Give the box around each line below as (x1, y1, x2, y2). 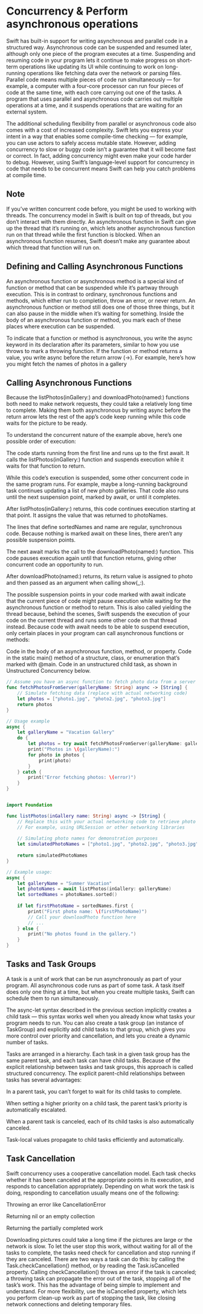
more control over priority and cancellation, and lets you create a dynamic (6, 1032, 190, 1039)
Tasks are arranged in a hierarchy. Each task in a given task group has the (6, 1050, 190, 1057)
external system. (6, 108, 48, 115)
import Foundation (6, 802, 53, 808)
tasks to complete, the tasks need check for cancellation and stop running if (6, 1248, 196, 1256)
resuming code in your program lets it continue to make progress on (6, 56, 176, 64)
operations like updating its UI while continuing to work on (19, 62, 164, 70)
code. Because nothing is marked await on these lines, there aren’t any (6, 530, 183, 537)
